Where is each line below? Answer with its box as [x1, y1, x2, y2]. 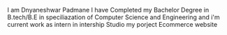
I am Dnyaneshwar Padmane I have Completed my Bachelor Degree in [7, 6, 210, 14]
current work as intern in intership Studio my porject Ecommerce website [7, 21, 218, 28]
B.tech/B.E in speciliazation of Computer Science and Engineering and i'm [7, 13, 220, 21]
